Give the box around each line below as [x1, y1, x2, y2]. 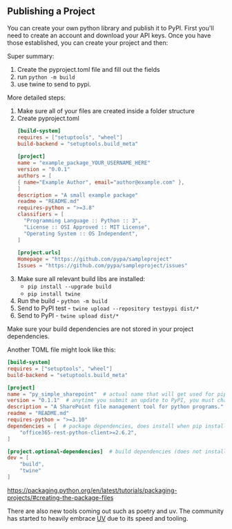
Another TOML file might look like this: [7, 345, 116, 354]
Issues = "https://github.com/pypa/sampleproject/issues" [17, 262, 188, 269]
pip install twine [27, 291, 81, 298]
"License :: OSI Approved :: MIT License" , [23, 224, 151, 231]
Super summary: [7, 52, 55, 60]
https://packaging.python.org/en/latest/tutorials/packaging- [7, 486, 177, 494]
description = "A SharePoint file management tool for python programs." [7, 403, 224, 410]
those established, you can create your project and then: [7, 38, 168, 47]
